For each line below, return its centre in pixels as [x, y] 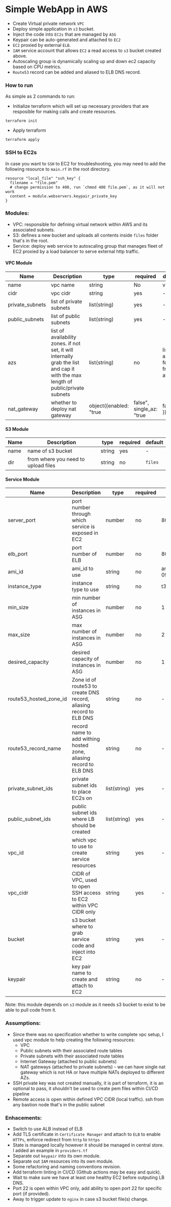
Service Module [22, 479]
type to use [85, 590]
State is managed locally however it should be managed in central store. [88, 1145]
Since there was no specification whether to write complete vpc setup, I [88, 1034]
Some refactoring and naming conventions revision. [67, 1167]
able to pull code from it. [31, 1010]
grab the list [65, 363]
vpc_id [16, 853]
